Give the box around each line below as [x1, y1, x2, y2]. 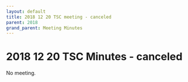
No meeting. [6, 70, 36, 77]
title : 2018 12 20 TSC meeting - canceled [6, 14, 112, 20]
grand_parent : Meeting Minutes [6, 25, 83, 31]
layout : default [6, 8, 46, 15]
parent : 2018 [6, 19, 38, 25]
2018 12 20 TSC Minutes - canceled [6, 50, 183, 63]
